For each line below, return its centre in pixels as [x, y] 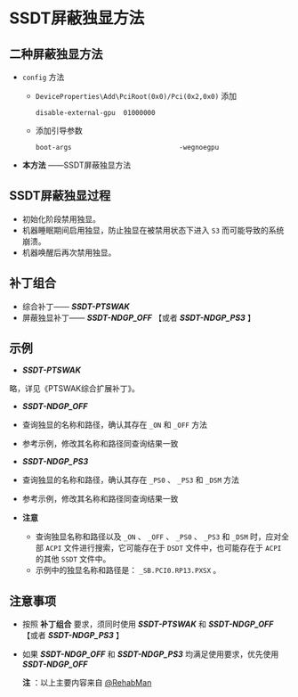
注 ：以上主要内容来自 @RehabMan [87, 683]
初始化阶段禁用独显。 [61, 218]
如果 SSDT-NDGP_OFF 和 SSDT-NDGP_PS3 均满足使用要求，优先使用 [150, 654]
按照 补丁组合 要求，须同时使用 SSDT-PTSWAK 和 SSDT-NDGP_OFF [148, 624]
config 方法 [43, 77]
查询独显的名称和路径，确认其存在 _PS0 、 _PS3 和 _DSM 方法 [131, 480]
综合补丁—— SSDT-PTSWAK [76, 306]
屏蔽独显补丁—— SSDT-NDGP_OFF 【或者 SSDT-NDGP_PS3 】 [139, 317]
